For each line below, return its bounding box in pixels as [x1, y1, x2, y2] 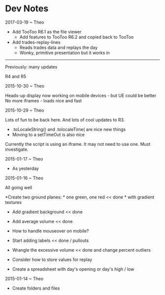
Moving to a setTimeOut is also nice [12, 131, 85, 137]
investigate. [5, 146, 28, 152]
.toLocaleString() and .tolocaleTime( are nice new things [12, 126, 126, 132]
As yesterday [12, 165, 39, 171]
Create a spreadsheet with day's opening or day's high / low [12, 266, 135, 272]
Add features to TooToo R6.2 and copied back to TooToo [19, 34, 134, 40]
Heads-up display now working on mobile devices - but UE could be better [5, 92, 157, 98]
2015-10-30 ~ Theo [5, 83, 45, 89]
